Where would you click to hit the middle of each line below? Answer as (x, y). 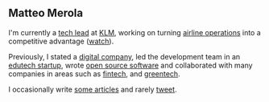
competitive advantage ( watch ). (61, 41)
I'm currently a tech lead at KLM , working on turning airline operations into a (135, 32)
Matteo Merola (46, 13)
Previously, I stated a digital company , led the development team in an (124, 56)
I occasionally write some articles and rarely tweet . (93, 89)
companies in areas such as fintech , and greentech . (94, 73)
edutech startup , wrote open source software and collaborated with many (130, 65)
